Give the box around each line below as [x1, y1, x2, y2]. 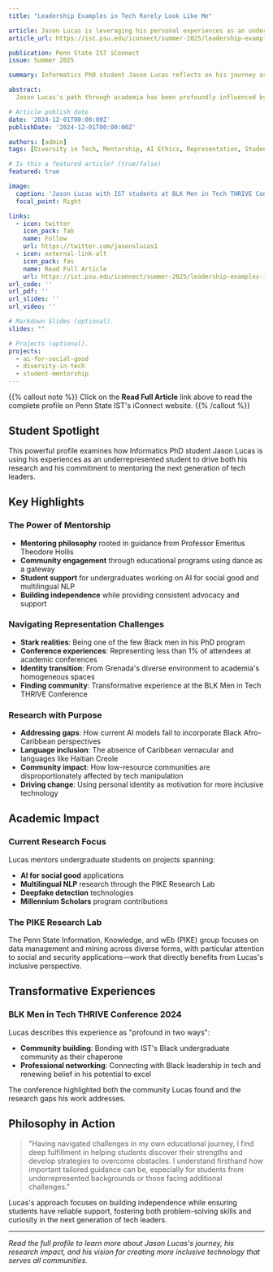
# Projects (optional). [8, 339, 89, 348]
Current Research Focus [8, 836, 107, 848]
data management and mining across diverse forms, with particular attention [8, 944, 264, 953]
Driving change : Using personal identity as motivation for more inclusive [19, 779, 264, 789]
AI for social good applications [19, 870, 124, 880]
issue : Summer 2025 [8, 56, 75, 65]
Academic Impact [8, 812, 100, 826]
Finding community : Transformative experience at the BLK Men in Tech [19, 680, 262, 690]
